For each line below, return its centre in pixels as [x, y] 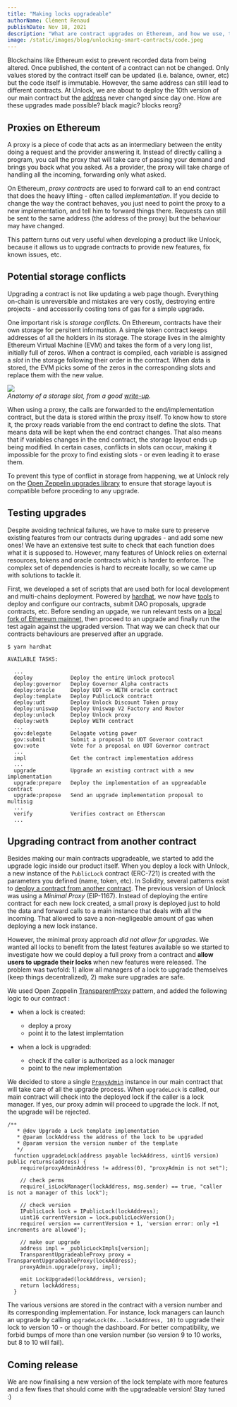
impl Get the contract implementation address [104, 758]
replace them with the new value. [56, 375]
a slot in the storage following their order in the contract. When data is [109, 360]
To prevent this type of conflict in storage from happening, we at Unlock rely [118, 476]
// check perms [42, 1181]
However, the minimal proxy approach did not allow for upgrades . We [108, 940]
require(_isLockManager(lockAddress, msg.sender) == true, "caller [121, 1187]
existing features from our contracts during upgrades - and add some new [115, 537]
